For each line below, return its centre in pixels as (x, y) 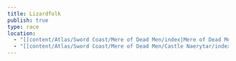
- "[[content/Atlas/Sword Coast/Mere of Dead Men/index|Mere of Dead (117, 40)
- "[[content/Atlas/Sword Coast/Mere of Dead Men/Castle (99, 46)
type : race (23, 27)
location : (22, 33)
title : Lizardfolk (34, 14)
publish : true (28, 20)
